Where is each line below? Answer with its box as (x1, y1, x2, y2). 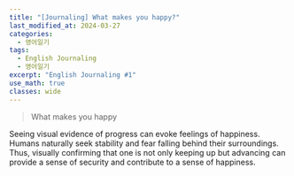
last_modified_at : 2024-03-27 (9, 21, 121, 30)
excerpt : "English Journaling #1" (9, 71, 137, 80)
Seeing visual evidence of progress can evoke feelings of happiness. (9, 128, 260, 139)
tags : (9, 46, 29, 55)
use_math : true (9, 79, 66, 88)
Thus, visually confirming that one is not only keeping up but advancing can (9, 147, 286, 157)
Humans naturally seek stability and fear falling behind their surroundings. (9, 138, 279, 149)
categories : (9, 29, 53, 38)
